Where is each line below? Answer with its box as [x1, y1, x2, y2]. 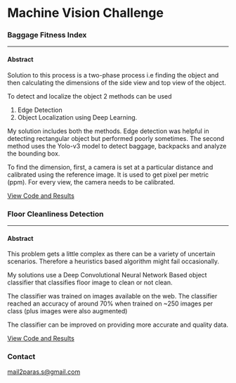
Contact [7, 352, 36, 362]
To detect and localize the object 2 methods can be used [7, 92, 172, 100]
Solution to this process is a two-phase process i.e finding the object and [7, 70, 219, 79]
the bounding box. [7, 149, 60, 158]
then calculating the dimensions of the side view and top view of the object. [7, 78, 226, 87]
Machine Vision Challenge [7, 5, 164, 21]
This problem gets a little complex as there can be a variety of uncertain [7, 250, 216, 258]
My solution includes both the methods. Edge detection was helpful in [7, 127, 209, 135]
